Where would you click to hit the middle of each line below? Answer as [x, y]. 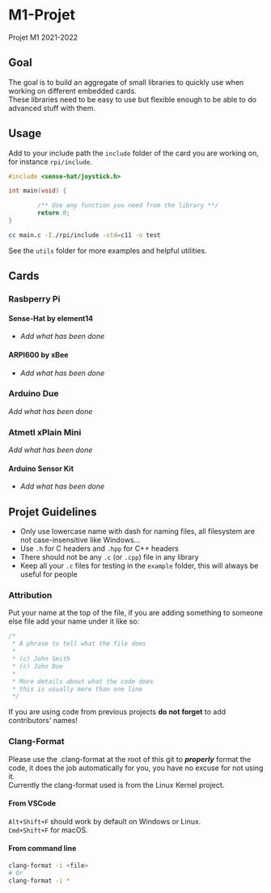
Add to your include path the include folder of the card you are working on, [133, 153]
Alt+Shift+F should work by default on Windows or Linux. [105, 821]
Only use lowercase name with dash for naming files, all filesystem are [138, 531]
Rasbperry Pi [34, 299]
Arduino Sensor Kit [41, 468]
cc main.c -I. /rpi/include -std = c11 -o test [85, 235]
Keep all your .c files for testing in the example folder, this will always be [139, 566]
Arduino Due [34, 394]
